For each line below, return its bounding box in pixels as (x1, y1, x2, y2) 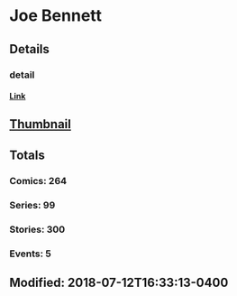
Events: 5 (9, 247, 51, 260)
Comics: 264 (9, 174, 68, 187)
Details (9, 42, 50, 57)
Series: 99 (9, 199, 56, 211)
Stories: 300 (9, 223, 66, 236)
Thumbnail (9, 116, 72, 132)
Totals (9, 147, 45, 162)
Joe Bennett (9, 5, 102, 26)
